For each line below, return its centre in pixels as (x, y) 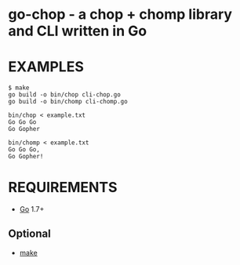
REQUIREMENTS (63, 188)
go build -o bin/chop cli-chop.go (65, 95)
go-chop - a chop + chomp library (120, 15)
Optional (29, 234)
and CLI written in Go (78, 31)
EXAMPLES (46, 67)
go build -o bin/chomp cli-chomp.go (68, 102)
